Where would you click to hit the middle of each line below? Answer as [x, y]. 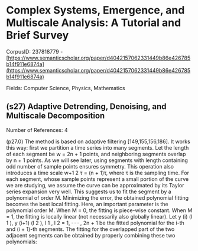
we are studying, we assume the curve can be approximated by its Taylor [95, 185]
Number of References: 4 [37, 130]
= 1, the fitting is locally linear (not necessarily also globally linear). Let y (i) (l [99, 216]
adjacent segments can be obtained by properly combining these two [91, 235]
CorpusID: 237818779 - [35, 51]
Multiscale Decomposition [56, 116]
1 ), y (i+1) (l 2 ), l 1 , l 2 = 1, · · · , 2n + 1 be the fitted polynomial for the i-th [95, 223]
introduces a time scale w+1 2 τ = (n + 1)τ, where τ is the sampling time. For [98, 173]
